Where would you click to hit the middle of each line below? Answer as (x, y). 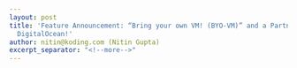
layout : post (33, 17)
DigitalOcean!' (45, 34)
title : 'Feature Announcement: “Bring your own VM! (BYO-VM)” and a (138, 26)
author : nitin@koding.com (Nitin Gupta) (85, 42)
